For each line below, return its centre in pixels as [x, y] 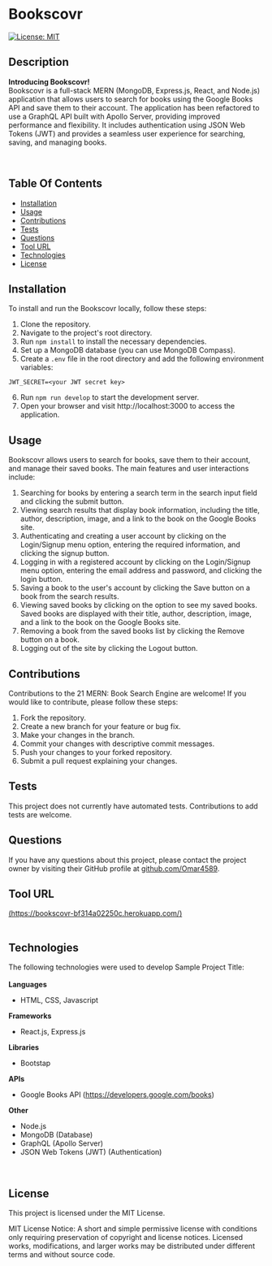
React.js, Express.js [53, 1032]
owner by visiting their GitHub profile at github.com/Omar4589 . [114, 868]
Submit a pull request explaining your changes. [99, 761]
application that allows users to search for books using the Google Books [131, 99]
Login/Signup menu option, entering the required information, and [130, 544]
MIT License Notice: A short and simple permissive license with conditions [133, 1229]
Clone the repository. [55, 324]
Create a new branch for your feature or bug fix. [100, 726]
